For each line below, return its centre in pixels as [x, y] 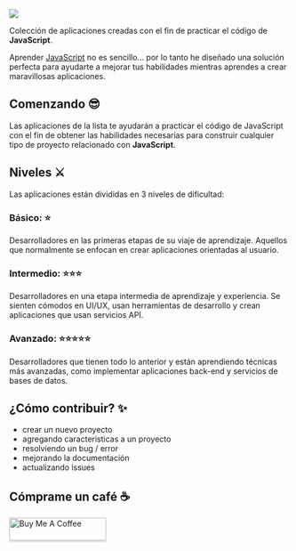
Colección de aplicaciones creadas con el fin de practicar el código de [139, 31]
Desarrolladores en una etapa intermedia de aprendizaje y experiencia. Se [145, 296]
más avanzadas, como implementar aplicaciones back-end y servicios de [144, 371]
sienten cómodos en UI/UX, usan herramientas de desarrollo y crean [135, 305]
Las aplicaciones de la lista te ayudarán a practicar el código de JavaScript [146, 126]
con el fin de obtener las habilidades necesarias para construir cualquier [142, 135]
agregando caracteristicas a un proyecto [96, 439]
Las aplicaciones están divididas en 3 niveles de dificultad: [117, 194]
